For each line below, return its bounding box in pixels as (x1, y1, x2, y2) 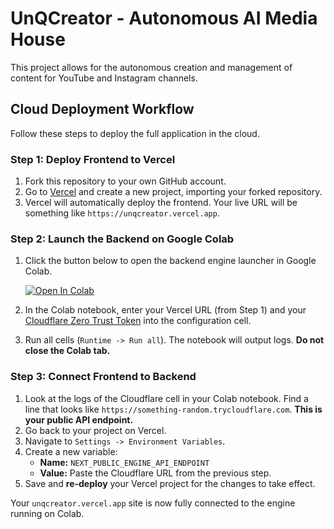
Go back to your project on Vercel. (24, 424, 167, 436)
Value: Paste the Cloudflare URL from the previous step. (39, 467, 272, 479)
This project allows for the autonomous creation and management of (10, 61, 293, 73)
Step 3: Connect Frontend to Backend (10, 370, 197, 384)
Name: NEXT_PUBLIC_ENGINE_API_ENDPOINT (39, 456, 210, 468)
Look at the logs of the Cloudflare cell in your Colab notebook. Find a (24, 392, 309, 404)
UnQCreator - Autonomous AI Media (10, 7, 318, 30)
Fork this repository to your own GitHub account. (24, 175, 227, 187)
